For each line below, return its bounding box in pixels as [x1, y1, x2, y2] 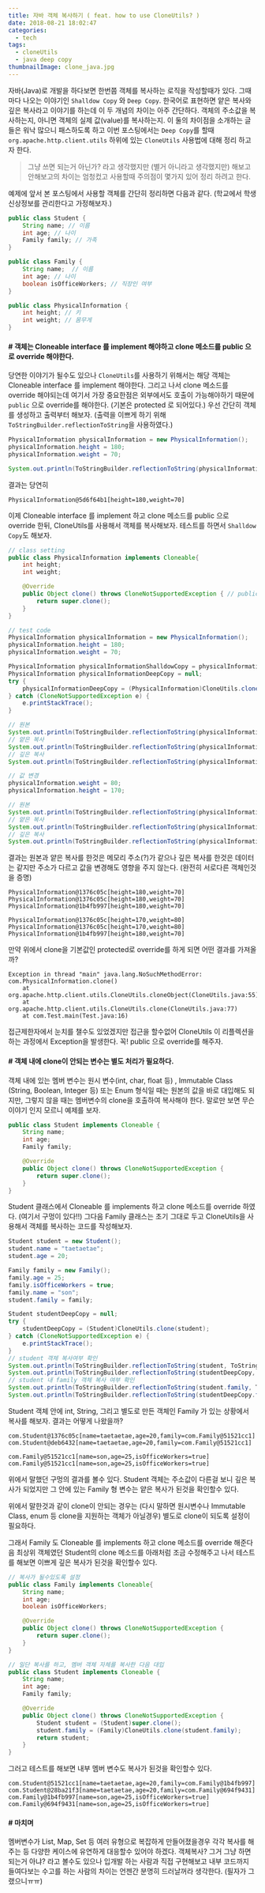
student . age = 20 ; [8, 1253, 69, 1260]
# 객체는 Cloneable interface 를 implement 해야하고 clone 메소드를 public [8, 342, 244, 351]
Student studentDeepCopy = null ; [8, 1310, 118, 1318]
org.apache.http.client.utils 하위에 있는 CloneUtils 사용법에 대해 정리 [8, 135, 237, 145]
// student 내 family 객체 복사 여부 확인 [8, 1377, 135, 1385]
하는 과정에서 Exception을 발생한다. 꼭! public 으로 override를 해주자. [8, 1037, 223, 1046]
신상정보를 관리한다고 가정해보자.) [8, 198, 113, 208]
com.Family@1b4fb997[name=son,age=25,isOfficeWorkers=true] [8, 1793, 211, 1801]
